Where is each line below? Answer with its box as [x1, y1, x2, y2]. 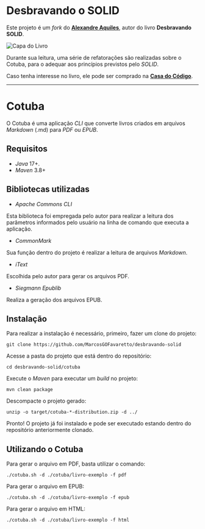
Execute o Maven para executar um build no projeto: [6, 375, 138, 382]
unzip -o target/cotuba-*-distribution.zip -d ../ [6, 409, 138, 416]
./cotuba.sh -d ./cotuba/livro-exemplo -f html [6, 517, 130, 524]
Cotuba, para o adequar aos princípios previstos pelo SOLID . [6, 60, 159, 68]
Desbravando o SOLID [6, 4, 120, 18]
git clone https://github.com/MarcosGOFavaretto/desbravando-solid [6, 342, 182, 348]
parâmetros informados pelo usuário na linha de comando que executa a [6, 218, 189, 226]
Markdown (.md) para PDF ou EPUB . [6, 126, 99, 133]
